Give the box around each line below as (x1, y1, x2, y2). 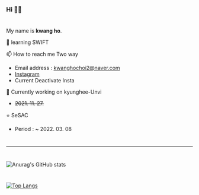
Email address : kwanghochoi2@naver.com (14, 65, 120, 72)
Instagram (14, 71, 40, 78)
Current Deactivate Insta (14, 77, 75, 84)
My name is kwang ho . (6, 27, 62, 34)
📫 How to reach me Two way (6, 50, 79, 58)
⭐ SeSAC (6, 112, 28, 119)
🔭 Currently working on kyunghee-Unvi (6, 88, 102, 95)
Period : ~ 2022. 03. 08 (14, 126, 72, 133)
